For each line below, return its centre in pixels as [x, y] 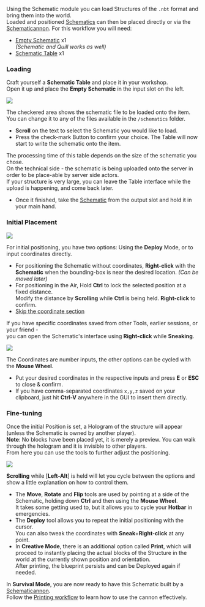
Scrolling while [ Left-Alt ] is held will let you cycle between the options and [101, 476]
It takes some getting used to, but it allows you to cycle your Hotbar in [104, 507]
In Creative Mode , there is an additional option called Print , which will [103, 546]
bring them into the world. [39, 15]
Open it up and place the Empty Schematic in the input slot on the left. [95, 89]
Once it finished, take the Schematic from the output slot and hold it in [103, 200]
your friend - [22, 330]
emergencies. [32, 513]
